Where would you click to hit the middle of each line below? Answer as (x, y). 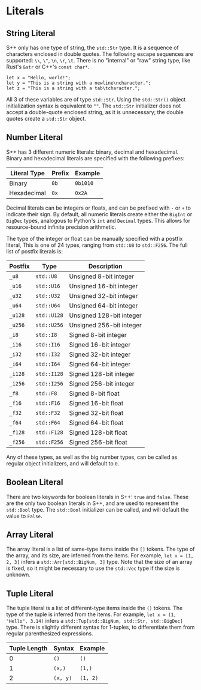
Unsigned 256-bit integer (106, 325)
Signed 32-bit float (96, 413)
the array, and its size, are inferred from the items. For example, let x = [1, (100, 555)
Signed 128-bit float (98, 432)
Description (105, 266)
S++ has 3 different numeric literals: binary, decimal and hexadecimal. (92, 152)
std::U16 (48, 286)
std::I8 (46, 335)
